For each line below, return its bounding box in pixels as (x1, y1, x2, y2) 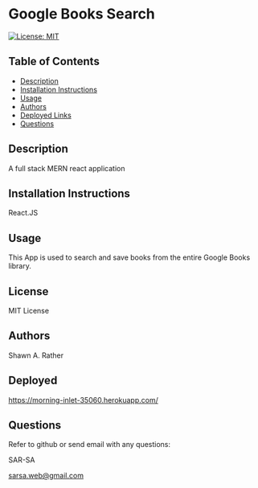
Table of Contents (8, 55, 100, 68)
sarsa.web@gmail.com (8, 471, 84, 481)
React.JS (8, 208, 39, 218)
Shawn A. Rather (8, 351, 64, 360)
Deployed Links (19, 110, 72, 120)
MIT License (8, 306, 50, 315)
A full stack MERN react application (8, 163, 125, 173)
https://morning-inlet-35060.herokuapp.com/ (8, 395, 158, 404)
